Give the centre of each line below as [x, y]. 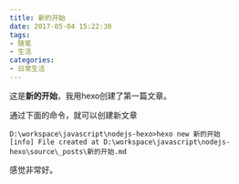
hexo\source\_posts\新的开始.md [68, 151]
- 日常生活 [27, 69]
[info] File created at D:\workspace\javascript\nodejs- [120, 142]
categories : [32, 60]
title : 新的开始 [37, 18]
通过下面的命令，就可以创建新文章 [73, 115]
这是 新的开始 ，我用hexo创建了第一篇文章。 [90, 96]
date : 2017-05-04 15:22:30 [61, 26]
